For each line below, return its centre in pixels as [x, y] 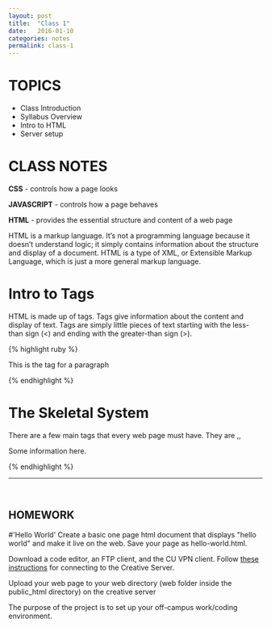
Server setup [42, 134]
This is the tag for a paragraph [59, 365]
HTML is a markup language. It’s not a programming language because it [129, 236]
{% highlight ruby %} [43, 349]
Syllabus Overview [51, 117]
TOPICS [35, 86]
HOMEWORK [42, 515]
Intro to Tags [52, 294]
